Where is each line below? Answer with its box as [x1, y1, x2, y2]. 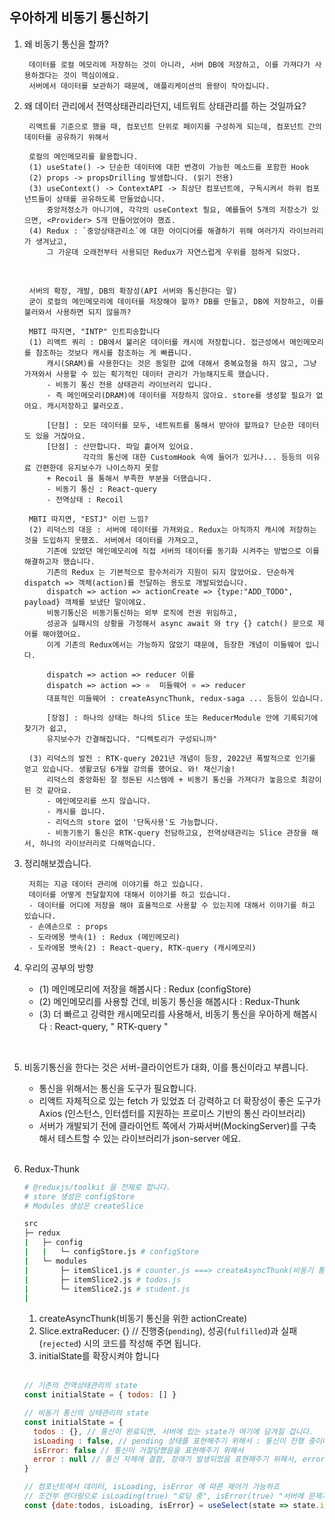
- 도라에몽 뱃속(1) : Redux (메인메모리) [28, 932, 181, 942]
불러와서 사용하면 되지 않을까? [23, 307, 132, 317]
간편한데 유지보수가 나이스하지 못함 [35, 463, 159, 473]
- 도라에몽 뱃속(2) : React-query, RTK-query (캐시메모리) [28, 943, 257, 953]
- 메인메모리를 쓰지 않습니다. [46, 796, 152, 806]
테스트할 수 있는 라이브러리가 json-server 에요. [57, 1132, 242, 1144]
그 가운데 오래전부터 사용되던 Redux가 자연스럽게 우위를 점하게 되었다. [46, 247, 302, 257]
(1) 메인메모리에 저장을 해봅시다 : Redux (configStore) [38, 983, 252, 995]
